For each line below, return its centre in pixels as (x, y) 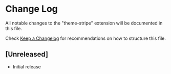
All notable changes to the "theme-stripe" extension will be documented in (84, 23)
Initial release (27, 66)
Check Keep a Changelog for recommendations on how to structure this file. (86, 38)
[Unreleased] (27, 54)
